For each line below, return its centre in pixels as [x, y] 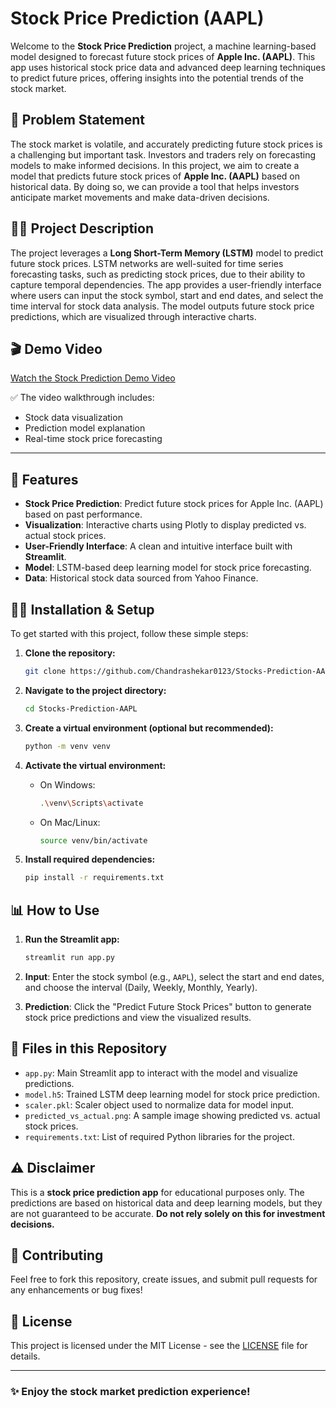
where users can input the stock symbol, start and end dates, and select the [167, 295]
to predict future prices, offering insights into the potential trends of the [157, 78]
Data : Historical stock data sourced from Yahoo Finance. [141, 578]
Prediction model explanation [85, 428]
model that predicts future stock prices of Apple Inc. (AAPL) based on [155, 176]
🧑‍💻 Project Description [82, 228]
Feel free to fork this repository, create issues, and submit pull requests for [164, 1279]
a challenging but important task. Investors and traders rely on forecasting [163, 154]
